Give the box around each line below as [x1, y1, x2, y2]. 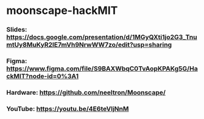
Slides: [6, 25, 27, 34]
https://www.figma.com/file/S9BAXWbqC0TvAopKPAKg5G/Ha [6, 64, 198, 73]
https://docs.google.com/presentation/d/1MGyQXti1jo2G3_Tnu [6, 33, 197, 41]
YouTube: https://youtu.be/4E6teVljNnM [6, 104, 129, 113]
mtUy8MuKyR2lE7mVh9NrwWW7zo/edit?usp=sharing [6, 41, 172, 49]
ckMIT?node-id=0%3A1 [6, 72, 79, 81]
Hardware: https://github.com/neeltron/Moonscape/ [6, 88, 166, 97]
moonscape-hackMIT [6, 4, 118, 18]
